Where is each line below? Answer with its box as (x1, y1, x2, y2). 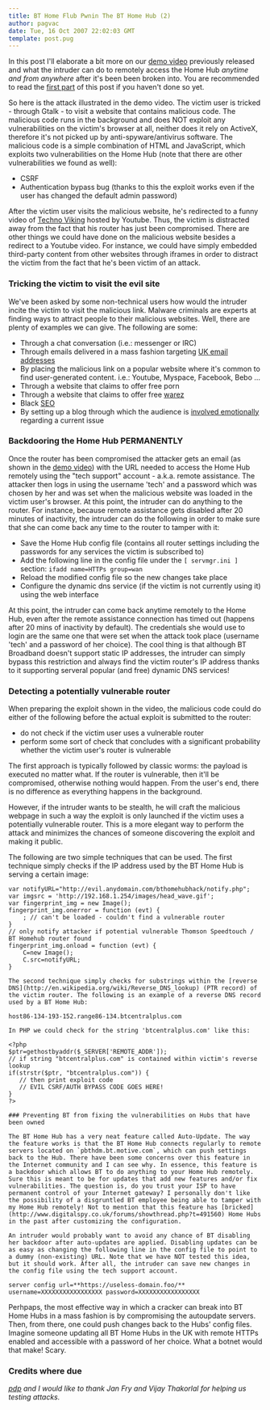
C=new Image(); (23, 949, 74, 958)
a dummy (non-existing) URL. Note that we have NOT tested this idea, (8, 1253, 251, 1261)
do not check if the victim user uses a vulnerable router (19, 728, 204, 738)
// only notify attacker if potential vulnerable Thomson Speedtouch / (8, 928, 254, 936)
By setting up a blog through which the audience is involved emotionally (19, 406, 260, 416)
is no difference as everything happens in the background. (8, 787, 203, 797)
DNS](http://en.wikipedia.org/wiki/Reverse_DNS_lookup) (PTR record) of (8, 984, 258, 992)
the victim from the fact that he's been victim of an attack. (8, 258, 201, 267)
